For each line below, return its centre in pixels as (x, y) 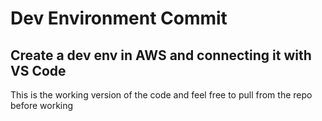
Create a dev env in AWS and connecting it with (161, 55)
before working (42, 105)
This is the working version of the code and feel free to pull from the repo (161, 95)
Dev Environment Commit (119, 18)
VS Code (38, 70)
